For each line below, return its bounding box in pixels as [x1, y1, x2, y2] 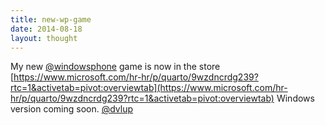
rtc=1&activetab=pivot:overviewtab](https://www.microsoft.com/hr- [10, 82, 288, 94]
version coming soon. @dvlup [10, 103, 134, 115]
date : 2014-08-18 [10, 24, 83, 34]
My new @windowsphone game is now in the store [10, 61, 221, 73]
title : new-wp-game [10, 14, 92, 25]
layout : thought [10, 33, 78, 43]
